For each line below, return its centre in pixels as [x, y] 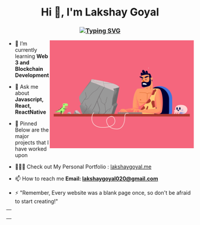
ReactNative [30, 112]
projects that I [32, 143]
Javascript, [29, 99]
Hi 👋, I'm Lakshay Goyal [100, 12]
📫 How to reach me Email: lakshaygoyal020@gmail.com [86, 179]
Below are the [32, 130]
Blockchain [29, 69]
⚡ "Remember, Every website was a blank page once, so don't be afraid [103, 193]
